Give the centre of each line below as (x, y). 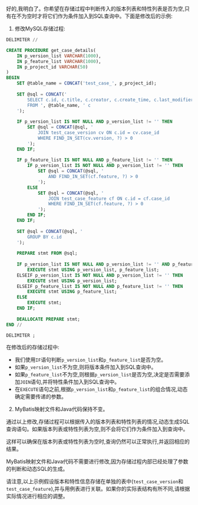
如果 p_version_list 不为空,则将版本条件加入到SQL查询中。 (85, 367)
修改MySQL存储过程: (40, 29)
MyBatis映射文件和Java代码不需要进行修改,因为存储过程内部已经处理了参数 (97, 461)
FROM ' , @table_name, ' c (59, 105)
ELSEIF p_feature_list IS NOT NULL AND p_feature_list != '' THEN (100, 286)
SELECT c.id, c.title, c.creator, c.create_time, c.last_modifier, (112, 100)
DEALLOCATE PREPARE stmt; (49, 319)
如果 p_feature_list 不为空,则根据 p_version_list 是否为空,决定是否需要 (100, 375)
